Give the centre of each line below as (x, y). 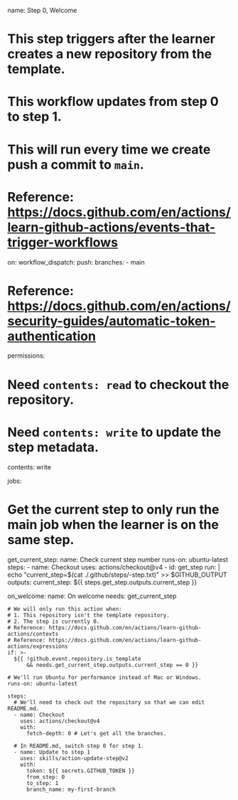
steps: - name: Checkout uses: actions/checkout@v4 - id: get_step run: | (114, 567)
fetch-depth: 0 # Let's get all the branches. (96, 733)
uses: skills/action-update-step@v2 (75, 758)
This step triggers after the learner (111, 39)
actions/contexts (33, 634)
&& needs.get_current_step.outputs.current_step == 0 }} (112, 665)
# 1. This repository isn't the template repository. (89, 615)
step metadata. (53, 447)
